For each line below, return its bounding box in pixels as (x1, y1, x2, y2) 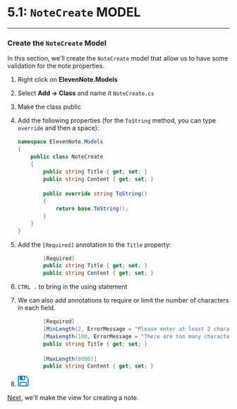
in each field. (17, 304, 56, 312)
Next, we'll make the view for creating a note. (7, 393, 139, 402)
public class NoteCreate (30, 153, 104, 160)
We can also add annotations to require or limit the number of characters (17, 296, 229, 305)
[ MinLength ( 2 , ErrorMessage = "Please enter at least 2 (43, 326, 211, 333)
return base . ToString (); (55, 205, 129, 212)
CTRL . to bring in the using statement (17, 283, 128, 291)
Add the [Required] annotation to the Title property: (17, 240, 171, 249)
